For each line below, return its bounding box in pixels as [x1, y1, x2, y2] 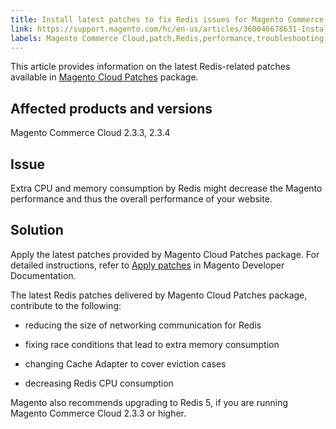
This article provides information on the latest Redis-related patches [10, 61, 291, 73]
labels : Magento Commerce [10, 33, 118, 43]
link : [10, 24, 33, 34]
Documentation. [10, 269, 77, 281]
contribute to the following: [10, 299, 122, 311]
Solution [10, 222, 64, 239]
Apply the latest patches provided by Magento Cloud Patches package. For [10, 248, 320, 260]
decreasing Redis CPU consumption [24, 377, 174, 389]
